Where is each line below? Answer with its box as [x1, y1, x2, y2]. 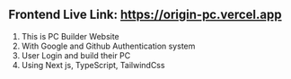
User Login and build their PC [21, 49, 131, 61]
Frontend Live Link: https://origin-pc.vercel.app [8, 7, 282, 22]
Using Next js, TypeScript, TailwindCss [21, 59, 165, 70]
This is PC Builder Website [21, 31, 120, 41]
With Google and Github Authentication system [21, 40, 196, 51]
